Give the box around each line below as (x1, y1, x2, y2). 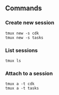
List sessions (5, 46, 38, 54)
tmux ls (5, 58, 21, 63)
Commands (5, 4, 42, 13)
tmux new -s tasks (5, 35, 43, 40)
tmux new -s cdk (5, 30, 39, 36)
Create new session (5, 19, 54, 26)
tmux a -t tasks (5, 86, 39, 91)
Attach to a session (5, 70, 53, 77)
